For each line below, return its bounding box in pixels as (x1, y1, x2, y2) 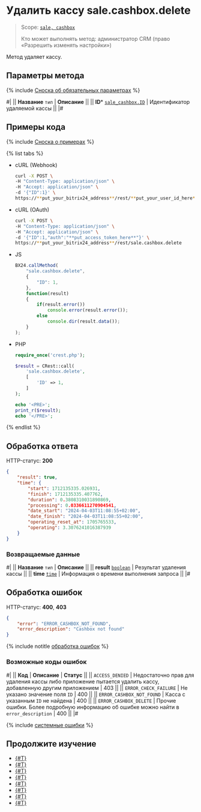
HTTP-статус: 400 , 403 (6, 603, 67, 611)
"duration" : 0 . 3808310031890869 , (28, 496, 112, 502)
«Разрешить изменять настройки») (20, 41, 112, 49)
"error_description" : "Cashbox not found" (17, 626, 125, 632)
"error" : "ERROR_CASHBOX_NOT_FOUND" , (17, 620, 112, 627)
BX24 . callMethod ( (14, 263, 59, 269)
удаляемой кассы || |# (6, 105, 64, 112)
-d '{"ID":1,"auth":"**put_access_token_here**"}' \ (14, 234, 150, 240)
